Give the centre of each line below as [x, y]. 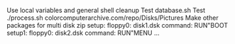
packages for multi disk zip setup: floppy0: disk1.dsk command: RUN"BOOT [117, 25]
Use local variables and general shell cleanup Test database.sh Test [106, 10]
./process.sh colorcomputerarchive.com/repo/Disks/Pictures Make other [113, 18]
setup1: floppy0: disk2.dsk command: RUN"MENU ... [83, 33]
